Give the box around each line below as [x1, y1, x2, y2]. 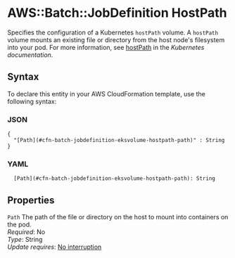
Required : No [7, 228, 46, 236]
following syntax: [7, 97, 57, 105]
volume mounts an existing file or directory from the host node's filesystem [7, 35, 225, 44]
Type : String [7, 236, 43, 244]
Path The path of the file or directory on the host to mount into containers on [7, 213, 229, 221]
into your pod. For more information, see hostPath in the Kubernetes [7, 43, 205, 51]
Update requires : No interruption [7, 243, 102, 251]
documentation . [7, 51, 53, 59]
